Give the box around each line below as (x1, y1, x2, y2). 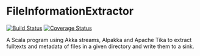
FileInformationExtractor (6, 4, 134, 18)
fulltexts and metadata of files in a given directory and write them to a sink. (6, 43, 195, 50)
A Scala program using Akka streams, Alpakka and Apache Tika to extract (6, 36, 192, 43)
